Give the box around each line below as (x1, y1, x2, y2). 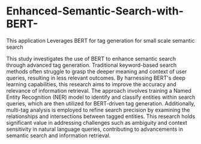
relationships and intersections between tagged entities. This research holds (6, 113, 196, 120)
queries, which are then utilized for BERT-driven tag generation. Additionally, (6, 99, 196, 107)
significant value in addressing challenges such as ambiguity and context (6, 119, 188, 126)
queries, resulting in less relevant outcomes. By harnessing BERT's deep (6, 74, 186, 81)
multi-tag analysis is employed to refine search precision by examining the (6, 106, 190, 113)
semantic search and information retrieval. (6, 131, 111, 139)
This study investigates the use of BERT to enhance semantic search (6, 55, 176, 62)
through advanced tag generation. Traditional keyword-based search (6, 61, 177, 69)
